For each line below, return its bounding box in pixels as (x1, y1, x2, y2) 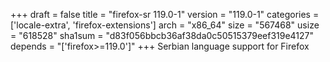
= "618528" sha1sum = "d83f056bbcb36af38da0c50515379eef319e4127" (10, 30, 315, 41)
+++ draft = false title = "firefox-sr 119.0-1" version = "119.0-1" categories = (10, 9, 320, 20)
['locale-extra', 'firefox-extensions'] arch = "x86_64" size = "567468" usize (10, 19, 320, 31)
